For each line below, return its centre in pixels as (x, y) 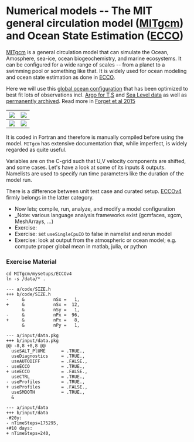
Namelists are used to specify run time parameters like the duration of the (95, 173)
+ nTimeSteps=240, (28, 434)
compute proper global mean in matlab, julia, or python (81, 246)
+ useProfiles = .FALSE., (47, 387)
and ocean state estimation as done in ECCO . (61, 77)
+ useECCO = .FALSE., (47, 372)
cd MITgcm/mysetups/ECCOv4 (39, 274)
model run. (19, 180)
